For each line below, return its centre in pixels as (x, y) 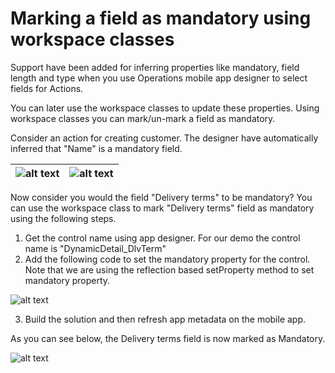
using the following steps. (63, 218)
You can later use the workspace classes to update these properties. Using (165, 108)
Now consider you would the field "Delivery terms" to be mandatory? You (161, 197)
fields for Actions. (47, 88)
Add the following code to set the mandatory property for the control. (167, 259)
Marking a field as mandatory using (161, 18)
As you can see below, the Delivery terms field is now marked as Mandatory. (168, 338)
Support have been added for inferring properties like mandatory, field (155, 67)
